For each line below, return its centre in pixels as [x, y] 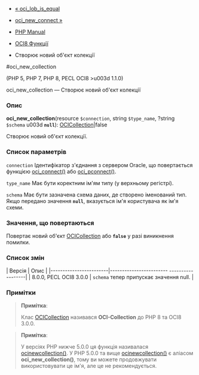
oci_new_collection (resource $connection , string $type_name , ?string [91, 119]
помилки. [18, 242]
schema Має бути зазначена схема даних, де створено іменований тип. [97, 195]
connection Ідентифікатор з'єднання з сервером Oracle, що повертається [99, 165]
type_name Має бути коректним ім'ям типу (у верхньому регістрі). [90, 183]
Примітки [21, 293]
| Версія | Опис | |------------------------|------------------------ [87, 271]
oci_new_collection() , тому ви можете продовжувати [89, 359]
